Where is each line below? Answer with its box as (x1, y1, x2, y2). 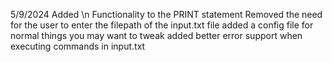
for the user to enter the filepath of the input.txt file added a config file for (10, 19, 314, 31)
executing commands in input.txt (10, 40, 146, 52)
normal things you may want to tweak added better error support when (10, 30, 303, 41)
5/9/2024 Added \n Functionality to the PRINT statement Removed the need (10, 9, 323, 20)
